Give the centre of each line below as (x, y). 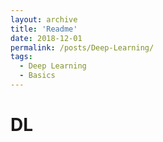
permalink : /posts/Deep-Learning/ (82, 47)
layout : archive (44, 19)
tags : (21, 57)
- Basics (37, 76)
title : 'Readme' (44, 29)
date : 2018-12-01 (46, 38)
